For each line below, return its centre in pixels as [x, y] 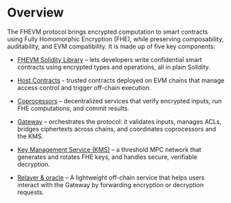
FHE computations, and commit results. [73, 108]
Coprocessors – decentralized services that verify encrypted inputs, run [119, 100]
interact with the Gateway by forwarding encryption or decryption [110, 184]
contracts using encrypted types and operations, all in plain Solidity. [113, 67]
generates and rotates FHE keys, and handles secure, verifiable [107, 157]
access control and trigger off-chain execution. [84, 87]
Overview [36, 13]
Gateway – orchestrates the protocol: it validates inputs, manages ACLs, [119, 121]
